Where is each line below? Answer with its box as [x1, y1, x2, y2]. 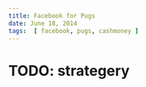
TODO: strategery [8, 61, 131, 80]
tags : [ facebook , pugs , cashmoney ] [8, 27, 139, 35]
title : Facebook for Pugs [8, 11, 95, 20]
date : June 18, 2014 [8, 19, 78, 27]
